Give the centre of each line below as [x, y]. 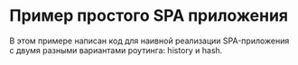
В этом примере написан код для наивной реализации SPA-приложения [149, 41]
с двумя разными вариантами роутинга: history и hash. [116, 50]
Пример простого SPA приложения [149, 16]
